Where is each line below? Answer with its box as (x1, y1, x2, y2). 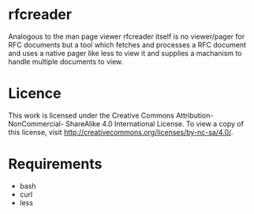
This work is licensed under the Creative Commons (8, 111, 175, 120)
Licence (8, 84, 62, 103)
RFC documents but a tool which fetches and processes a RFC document (8, 39, 247, 49)
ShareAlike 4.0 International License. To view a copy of (65, 118, 245, 128)
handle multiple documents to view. (8, 57, 124, 66)
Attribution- (176, 111, 214, 120)
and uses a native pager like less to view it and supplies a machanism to (8, 48, 242, 58)
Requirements (8, 156, 103, 173)
